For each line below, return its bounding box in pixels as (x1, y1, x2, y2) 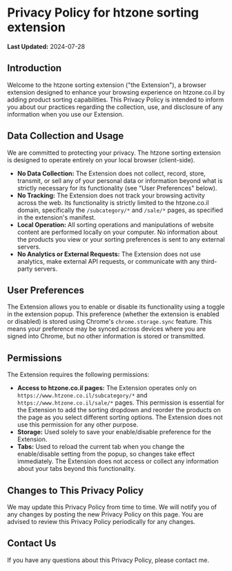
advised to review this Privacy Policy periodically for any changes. (7, 518, 195, 525)
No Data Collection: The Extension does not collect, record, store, (17, 169, 206, 177)
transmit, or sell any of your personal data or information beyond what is (17, 176, 223, 184)
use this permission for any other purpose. (17, 420, 139, 429)
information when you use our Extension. (7, 110, 124, 118)
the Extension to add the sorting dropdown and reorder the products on (17, 406, 221, 414)
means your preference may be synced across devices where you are (7, 325, 206, 333)
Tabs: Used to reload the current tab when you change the (17, 443, 185, 451)
